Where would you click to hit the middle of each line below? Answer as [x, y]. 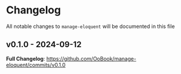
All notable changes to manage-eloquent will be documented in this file [90, 26]
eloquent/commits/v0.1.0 [36, 65]
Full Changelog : [26, 58]
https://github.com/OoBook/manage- [91, 58]
